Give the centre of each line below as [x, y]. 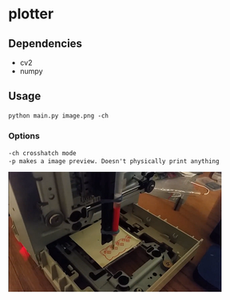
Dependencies [45, 44]
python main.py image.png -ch [59, 116]
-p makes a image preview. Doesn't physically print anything [114, 162]
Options [24, 135]
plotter [31, 14]
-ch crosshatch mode [43, 154]
